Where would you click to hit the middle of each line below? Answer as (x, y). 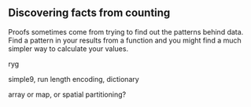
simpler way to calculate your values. (68, 48)
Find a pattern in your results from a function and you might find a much (125, 40)
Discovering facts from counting (89, 13)
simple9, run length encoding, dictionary (74, 79)
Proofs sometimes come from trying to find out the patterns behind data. (126, 31)
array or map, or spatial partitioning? (67, 94)
